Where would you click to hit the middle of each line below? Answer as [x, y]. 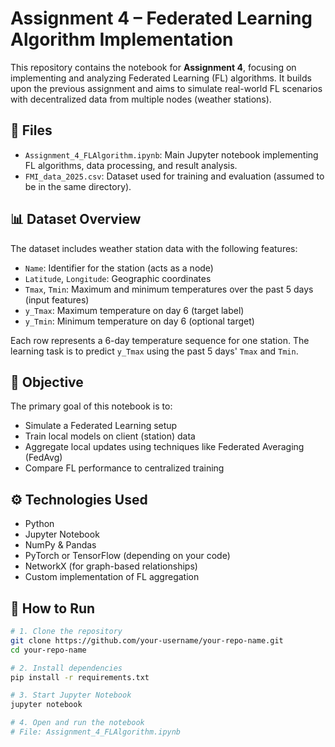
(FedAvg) [43, 458]
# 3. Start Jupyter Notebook [71, 695]
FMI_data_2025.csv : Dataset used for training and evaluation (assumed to [174, 176]
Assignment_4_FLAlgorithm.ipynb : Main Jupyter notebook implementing [171, 154]
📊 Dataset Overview [76, 219]
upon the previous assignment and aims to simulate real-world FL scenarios [166, 88]
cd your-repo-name [48, 650]
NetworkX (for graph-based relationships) [111, 566]
